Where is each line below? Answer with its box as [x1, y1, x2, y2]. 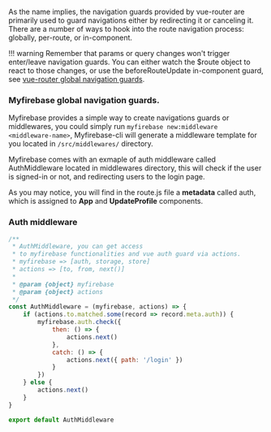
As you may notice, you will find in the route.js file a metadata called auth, [8, 188, 256, 197]
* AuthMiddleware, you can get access [11, 243, 144, 251]
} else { [23, 378, 53, 387]
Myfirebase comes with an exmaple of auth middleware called [8, 154, 217, 165]
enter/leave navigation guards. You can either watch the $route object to [8, 57, 251, 67]
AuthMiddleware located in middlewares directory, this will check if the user [8, 163, 262, 173]
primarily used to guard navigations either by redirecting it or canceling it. [8, 15, 254, 25]
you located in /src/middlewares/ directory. [8, 139, 154, 149]
